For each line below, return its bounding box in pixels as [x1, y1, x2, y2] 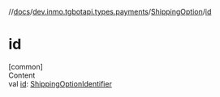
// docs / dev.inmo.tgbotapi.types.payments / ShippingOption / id [8, 7, 212, 16]
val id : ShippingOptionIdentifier [8, 78, 112, 88]
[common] [8, 61, 43, 71]
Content [8, 70, 36, 80]
